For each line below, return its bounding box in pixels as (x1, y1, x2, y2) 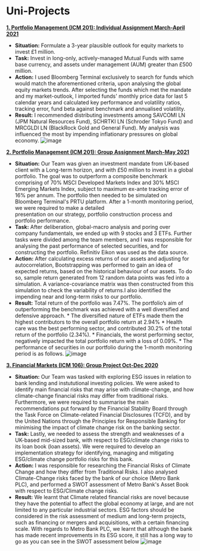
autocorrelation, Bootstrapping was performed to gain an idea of (14, 261, 173, 268)
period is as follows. (14, 350, 64, 357)
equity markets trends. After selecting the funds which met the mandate (14, 86, 192, 93)
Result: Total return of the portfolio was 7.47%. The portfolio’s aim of (14, 299, 183, 307)
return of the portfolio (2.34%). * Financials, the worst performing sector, (14, 331, 194, 338)
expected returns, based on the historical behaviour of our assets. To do (14, 267, 192, 275)
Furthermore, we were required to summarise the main (14, 398, 149, 405)
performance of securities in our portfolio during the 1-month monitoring (14, 343, 192, 351)
